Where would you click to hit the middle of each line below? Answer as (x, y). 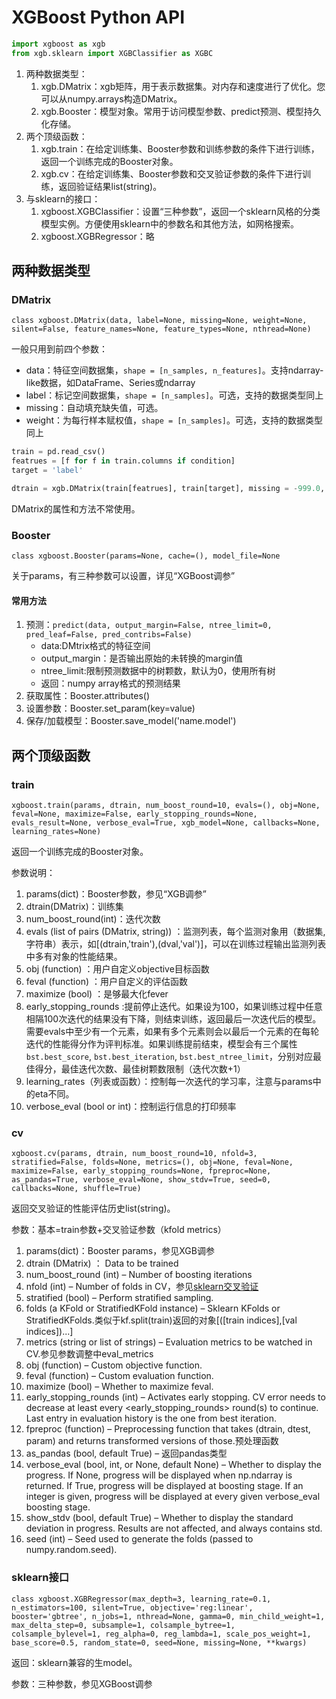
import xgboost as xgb (58, 44)
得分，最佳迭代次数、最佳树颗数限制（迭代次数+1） (140, 1069)
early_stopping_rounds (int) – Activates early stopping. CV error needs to (175, 1397)
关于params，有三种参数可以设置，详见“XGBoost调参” (123, 576)
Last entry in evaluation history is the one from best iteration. (151, 1418)
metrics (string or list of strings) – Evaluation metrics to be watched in (169, 1342)
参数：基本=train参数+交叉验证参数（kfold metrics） (119, 1230)
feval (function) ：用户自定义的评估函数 (106, 982)
